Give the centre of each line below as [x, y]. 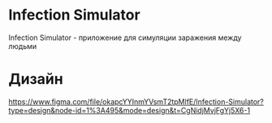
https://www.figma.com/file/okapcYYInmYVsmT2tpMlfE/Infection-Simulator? [136, 101]
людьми [23, 46]
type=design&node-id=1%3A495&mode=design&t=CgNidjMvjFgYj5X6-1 [129, 110]
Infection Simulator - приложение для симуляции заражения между [125, 37]
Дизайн [36, 79]
